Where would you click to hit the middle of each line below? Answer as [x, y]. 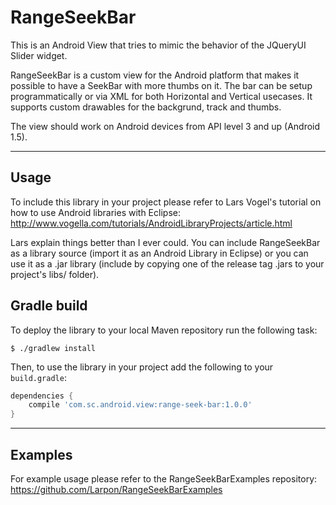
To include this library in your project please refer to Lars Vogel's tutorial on [166, 202]
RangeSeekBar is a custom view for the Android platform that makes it [155, 75]
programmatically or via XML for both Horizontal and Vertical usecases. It [161, 96]
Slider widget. [39, 55]
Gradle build [49, 306]
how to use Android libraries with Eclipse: [95, 212]
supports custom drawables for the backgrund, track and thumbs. [146, 107]
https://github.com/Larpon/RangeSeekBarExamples [116, 489]
